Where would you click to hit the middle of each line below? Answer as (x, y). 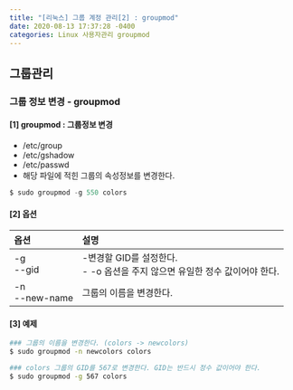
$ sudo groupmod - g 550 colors (68, 192)
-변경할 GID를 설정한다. (130, 257)
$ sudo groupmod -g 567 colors (68, 376)
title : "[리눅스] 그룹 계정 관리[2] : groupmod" (94, 18)
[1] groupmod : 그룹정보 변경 (61, 125)
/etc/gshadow (48, 155)
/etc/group (43, 145)
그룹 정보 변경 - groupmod (65, 101)
